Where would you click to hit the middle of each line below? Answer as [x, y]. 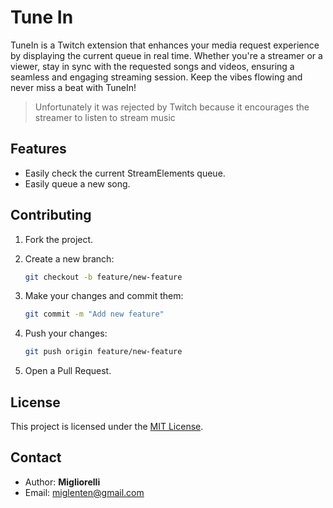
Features [38, 149]
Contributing [51, 215]
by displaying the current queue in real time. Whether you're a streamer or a [166, 55]
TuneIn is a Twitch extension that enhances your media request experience [165, 45]
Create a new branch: [69, 258]
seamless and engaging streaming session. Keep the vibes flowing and [156, 77]
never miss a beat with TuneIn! [73, 87]
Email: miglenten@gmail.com [84, 492]
